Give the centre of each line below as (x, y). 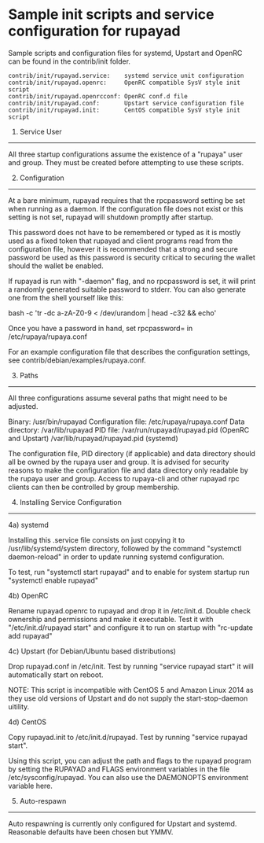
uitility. (19, 706)
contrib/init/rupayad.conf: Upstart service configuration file (126, 103)
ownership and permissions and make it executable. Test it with (111, 619)
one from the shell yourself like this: (66, 297)
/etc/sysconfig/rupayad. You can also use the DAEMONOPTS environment (128, 777)
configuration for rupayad (94, 31)
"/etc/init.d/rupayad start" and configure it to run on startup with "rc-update (131, 628)
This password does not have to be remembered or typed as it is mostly (125, 232)
